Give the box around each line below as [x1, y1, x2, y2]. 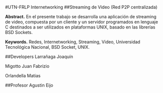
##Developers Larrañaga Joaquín [5, 54, 73, 60]
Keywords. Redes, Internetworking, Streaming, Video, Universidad [5, 39, 140, 45]
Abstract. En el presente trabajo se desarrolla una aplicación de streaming [5, 14, 157, 19]
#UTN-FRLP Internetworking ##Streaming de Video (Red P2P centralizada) [5, 4, 158, 10]
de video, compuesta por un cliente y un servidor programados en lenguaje [5, 19, 159, 25]
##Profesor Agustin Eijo [5, 82, 53, 88]
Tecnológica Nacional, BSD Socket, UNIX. [5, 44, 90, 50]
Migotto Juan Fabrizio [5, 63, 50, 69]
